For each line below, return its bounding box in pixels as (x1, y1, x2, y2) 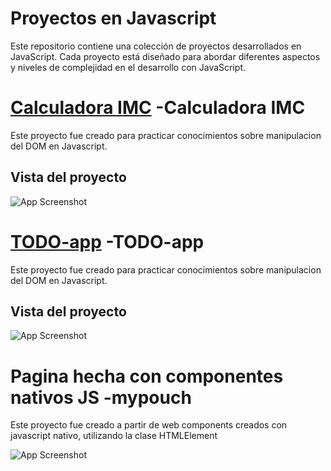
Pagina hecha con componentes (10, 365, 284, 387)
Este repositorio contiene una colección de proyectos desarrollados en (10, 40, 302, 52)
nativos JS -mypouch (10, 386, 192, 409)
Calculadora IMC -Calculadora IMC (10, 97, 306, 119)
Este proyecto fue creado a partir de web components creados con (10, 419, 288, 431)
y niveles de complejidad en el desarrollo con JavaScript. (10, 61, 247, 73)
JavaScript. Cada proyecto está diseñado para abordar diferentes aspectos (10, 50, 321, 62)
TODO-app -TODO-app (10, 230, 205, 253)
